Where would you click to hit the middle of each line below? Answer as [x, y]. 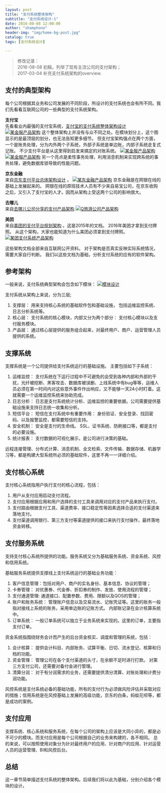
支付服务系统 [25, 543]
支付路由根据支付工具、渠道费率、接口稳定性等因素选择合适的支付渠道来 [86, 508]
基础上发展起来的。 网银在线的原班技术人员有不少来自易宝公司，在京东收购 [82, 186]
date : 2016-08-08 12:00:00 [33, 23]
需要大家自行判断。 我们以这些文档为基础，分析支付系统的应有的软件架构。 [82, 254]
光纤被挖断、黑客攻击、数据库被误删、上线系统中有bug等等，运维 [88, 383]
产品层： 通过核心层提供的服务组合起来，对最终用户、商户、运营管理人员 [86, 330]
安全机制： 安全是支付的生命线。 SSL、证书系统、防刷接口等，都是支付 [84, 426]
